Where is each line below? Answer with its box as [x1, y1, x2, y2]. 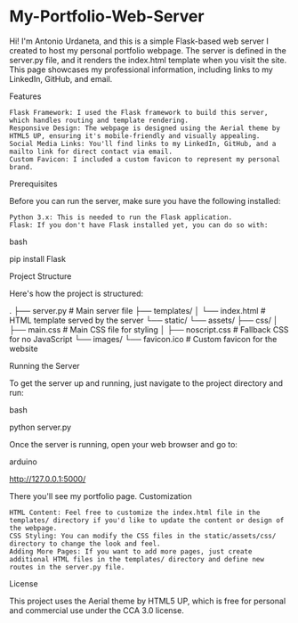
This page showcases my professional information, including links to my [9, 64, 273, 75]
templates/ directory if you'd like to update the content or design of [9, 515, 285, 525]
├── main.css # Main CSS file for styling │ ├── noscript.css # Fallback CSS [9, 324, 289, 335]
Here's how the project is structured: [9, 288, 144, 299]
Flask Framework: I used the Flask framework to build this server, [9, 108, 269, 117]
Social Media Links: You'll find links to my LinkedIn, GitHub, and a [9, 139, 277, 148]
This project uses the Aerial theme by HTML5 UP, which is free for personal [9, 595, 286, 606]
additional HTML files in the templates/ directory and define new [9, 554, 265, 563]
